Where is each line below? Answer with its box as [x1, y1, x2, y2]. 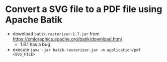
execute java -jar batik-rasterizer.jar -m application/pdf [12, 46, 141, 52]
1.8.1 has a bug [20, 41, 50, 47]
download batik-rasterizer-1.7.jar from [12, 30, 100, 36]
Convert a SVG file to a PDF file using [5, 3, 162, 15]
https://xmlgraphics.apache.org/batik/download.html [12, 36, 122, 42]
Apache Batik [5, 14, 63, 25]
